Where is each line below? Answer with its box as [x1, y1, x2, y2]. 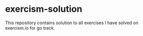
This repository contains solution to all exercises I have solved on [5, 20, 139, 26]
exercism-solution [5, 3, 82, 15]
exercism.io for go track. [5, 25, 55, 31]
